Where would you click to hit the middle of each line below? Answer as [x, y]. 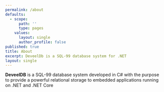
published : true [22, 47]
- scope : [19, 19]
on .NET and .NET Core [29, 86]
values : [22, 33]
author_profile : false [42, 42]
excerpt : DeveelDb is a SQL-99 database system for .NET [66, 56]
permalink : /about [24, 10]
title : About [19, 51]
